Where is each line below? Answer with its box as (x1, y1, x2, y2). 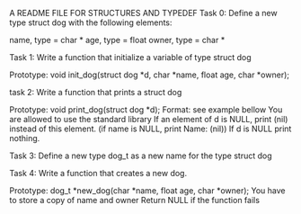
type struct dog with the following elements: (9, 17, 173, 28)
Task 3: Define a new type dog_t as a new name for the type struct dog (9, 150, 272, 161)
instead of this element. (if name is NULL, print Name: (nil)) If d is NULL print (9, 123, 292, 134)
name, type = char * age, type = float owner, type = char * (9, 35, 226, 45)
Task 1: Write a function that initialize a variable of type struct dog (9, 52, 252, 62)
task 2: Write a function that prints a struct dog (9, 87, 182, 97)
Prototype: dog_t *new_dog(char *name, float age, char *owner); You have (9, 185, 286, 196)
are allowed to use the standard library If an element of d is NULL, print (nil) (9, 114, 288, 124)
